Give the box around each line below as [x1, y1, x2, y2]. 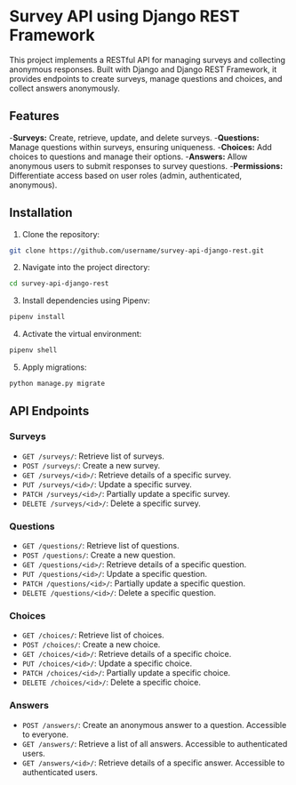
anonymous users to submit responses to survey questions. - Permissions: [9, 160, 284, 171]
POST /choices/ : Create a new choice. [21, 639, 161, 650]
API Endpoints [9, 404, 90, 419]
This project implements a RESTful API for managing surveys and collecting [9, 54, 286, 65]
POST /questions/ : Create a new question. [21, 549, 176, 560]
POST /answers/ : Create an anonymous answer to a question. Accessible [21, 719, 287, 730]
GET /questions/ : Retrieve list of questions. [21, 540, 180, 550]
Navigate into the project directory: [21, 262, 151, 273]
